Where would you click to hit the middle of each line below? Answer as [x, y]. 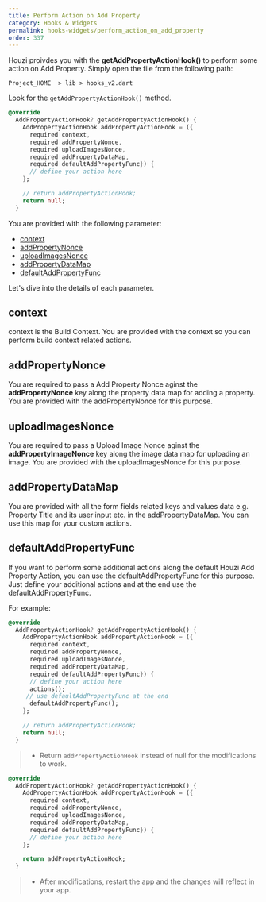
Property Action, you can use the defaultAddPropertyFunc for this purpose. [131, 576]
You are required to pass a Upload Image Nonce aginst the [104, 445]
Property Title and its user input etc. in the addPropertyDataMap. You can [128, 515]
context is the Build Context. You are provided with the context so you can [129, 332]
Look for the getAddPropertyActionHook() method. [90, 98]
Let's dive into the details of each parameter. [81, 287]
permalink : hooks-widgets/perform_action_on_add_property [106, 30]
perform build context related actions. [70, 340]
